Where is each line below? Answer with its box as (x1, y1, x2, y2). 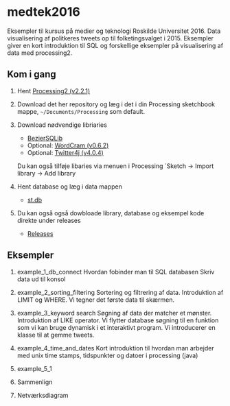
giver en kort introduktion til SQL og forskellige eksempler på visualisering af (7, 41, 224, 49)
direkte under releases (16, 216, 81, 224)
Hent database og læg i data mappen (16, 182, 122, 191)
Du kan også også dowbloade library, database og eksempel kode (16, 208, 205, 217)
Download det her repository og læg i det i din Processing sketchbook (16, 100, 215, 108)
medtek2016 (7, 4, 80, 20)
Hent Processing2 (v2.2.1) (16, 86, 91, 95)
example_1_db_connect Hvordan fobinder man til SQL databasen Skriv (16, 267, 215, 276)
